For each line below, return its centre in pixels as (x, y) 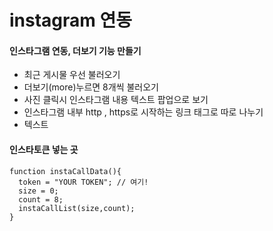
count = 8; (41, 199)
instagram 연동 (71, 20)
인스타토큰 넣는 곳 (44, 149)
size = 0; (38, 191)
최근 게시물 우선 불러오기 (72, 75)
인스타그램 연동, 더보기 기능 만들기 (75, 50)
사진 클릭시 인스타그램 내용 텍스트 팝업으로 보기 (116, 100)
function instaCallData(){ (65, 171)
